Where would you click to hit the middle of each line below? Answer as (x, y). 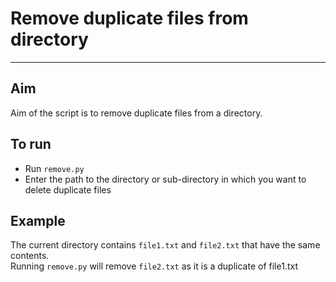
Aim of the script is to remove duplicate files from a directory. (136, 113)
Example (38, 220)
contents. (30, 256)
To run (31, 144)
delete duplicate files (68, 189)
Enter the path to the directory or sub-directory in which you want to (165, 179)
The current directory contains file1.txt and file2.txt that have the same (165, 245)
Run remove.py (54, 168)
